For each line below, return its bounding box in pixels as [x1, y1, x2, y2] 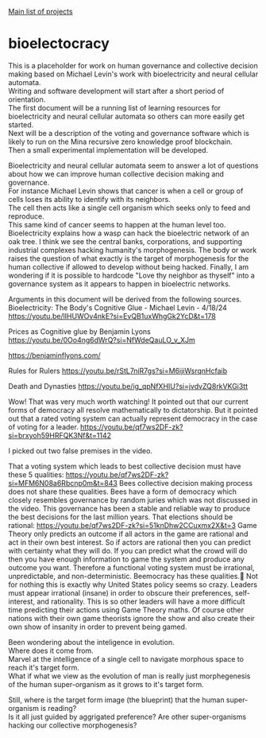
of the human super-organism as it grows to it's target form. [8, 679, 204, 689]
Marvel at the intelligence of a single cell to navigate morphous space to [8, 654, 245, 663]
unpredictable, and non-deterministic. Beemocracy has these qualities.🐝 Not [8, 571, 258, 581]
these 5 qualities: [8, 469, 64, 480]
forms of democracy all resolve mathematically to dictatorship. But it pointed [8, 405, 259, 414]
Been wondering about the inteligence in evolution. [8, 637, 175, 647]
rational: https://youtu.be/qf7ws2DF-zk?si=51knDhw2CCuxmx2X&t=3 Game [8, 520, 257, 530]
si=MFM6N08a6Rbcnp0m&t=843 [8, 478, 118, 487]
